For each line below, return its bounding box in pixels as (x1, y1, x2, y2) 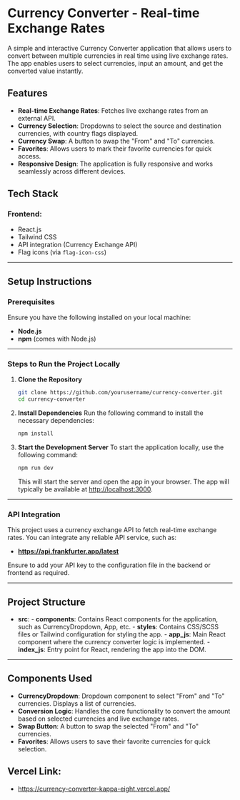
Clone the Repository (17, 375, 82, 384)
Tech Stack (7, 188, 59, 200)
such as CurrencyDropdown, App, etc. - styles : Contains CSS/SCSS (17, 623, 219, 631)
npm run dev (17, 464, 54, 472)
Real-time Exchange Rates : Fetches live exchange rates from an (17, 106, 209, 115)
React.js (17, 225, 42, 234)
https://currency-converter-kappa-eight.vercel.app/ (17, 784, 171, 793)
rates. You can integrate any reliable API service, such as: (7, 534, 177, 542)
